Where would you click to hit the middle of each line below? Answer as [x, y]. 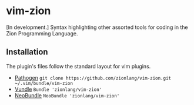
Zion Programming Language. [42, 33]
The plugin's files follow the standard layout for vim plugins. [78, 66]
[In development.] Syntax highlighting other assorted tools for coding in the [97, 27]
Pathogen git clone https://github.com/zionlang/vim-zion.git [93, 77]
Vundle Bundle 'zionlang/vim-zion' [58, 89]
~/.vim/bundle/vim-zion [44, 83]
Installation [27, 52]
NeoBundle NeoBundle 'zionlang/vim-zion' [67, 95]
